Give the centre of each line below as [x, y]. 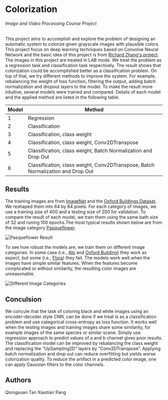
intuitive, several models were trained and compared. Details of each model [83, 92]
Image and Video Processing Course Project [51, 23]
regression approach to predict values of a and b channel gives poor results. [84, 338]
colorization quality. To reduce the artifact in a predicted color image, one [81, 359]
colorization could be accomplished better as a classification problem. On [81, 71]
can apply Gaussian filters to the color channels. [55, 364]
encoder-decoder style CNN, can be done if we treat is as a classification [81, 317]
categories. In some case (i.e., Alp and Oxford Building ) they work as [76, 253]
